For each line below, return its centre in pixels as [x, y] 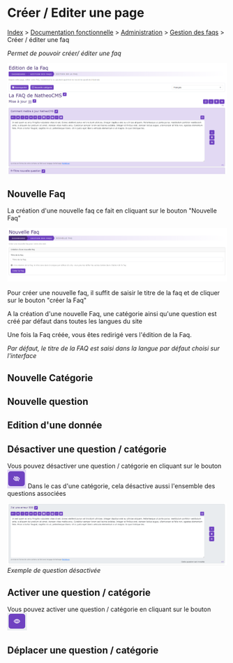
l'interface [22, 356]
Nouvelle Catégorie [50, 378]
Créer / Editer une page [76, 13]
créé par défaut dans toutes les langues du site [75, 321]
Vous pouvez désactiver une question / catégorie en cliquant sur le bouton [114, 466]
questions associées [37, 494]
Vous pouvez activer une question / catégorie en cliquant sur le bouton [109, 609]
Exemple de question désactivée [54, 571]
